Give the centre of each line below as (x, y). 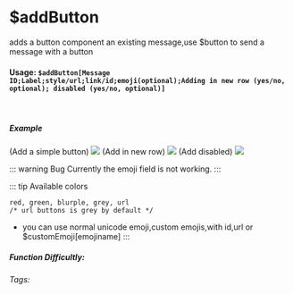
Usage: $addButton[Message (60, 72)
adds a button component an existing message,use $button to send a (137, 42)
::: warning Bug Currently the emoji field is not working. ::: (115, 169)
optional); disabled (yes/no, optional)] (88, 88)
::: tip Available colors (49, 187)
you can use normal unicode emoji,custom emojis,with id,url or (138, 227)
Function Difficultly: (47, 256)
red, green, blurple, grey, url (69, 203)
